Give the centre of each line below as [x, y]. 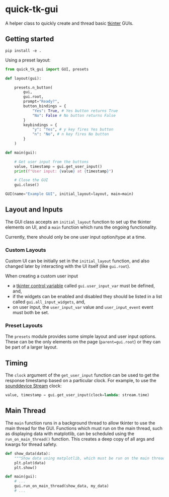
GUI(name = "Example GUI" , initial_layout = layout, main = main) [70, 194]
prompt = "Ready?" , [41, 102]
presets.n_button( [33, 87]
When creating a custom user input [42, 276]
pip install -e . [23, 51]
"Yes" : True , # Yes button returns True [75, 111]
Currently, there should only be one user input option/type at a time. [76, 237]
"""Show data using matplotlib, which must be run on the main [82, 458]
